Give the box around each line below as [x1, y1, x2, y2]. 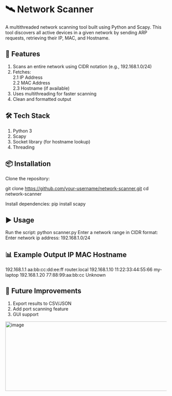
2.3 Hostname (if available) [12, 85, 70, 91]
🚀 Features [5, 50, 40, 58]
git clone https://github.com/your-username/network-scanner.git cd [5, 185, 149, 192]
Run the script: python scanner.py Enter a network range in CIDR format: [5, 230, 158, 236]
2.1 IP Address [12, 74, 43, 80]
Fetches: [12, 69, 31, 75]
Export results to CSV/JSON [12, 300, 72, 306]
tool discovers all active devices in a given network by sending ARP [5, 29, 147, 35]
